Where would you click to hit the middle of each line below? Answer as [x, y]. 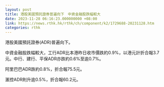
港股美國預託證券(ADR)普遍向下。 [39, 43]
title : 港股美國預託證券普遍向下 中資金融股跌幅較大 [53, 14]
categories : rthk [23, 28]
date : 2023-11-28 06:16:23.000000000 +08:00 [51, 19]
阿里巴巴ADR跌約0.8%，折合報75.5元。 [45, 69]
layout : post [18, 10]
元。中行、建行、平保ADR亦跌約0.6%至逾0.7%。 [54, 59]
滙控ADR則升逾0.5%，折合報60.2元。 [43, 80]
